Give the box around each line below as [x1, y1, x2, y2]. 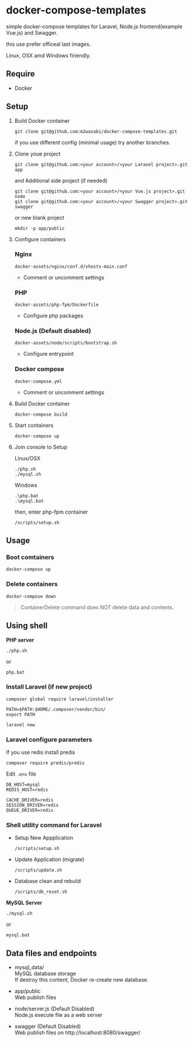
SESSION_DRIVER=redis [6, 802, 59, 808]
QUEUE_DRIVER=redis [6, 808, 54, 814]
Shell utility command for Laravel [6, 821, 102, 829]
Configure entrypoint [23, 350, 74, 358]
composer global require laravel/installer [6, 696, 114, 702]
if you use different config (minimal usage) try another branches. [14, 139, 171, 146]
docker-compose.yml [14, 378, 63, 385]
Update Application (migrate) [14, 856, 85, 863]
